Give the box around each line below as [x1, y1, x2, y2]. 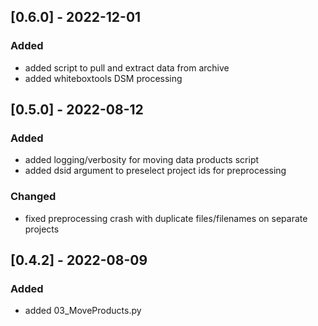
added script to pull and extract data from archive [24, 61, 230, 74]
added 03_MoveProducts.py [24, 305, 142, 317]
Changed [10, 190, 57, 204]
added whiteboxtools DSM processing [24, 72, 183, 84]
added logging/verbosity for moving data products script [24, 154, 260, 166]
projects [24, 223, 60, 235]
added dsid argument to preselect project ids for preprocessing [24, 165, 287, 177]
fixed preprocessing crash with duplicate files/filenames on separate [24, 212, 308, 224]
